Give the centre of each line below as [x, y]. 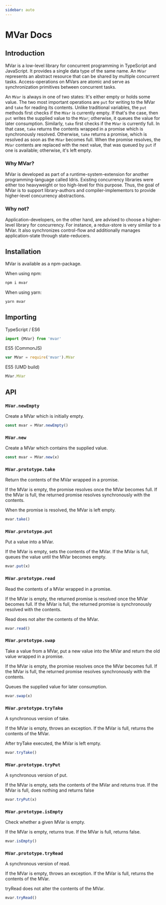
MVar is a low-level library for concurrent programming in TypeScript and [81, 66]
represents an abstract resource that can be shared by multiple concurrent [82, 76]
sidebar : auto [20, 10]
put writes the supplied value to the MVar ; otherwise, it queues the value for [83, 118]
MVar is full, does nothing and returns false [50, 790]
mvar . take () [18, 520]
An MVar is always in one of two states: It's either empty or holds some [78, 97]
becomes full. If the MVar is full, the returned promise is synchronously [78, 604]
